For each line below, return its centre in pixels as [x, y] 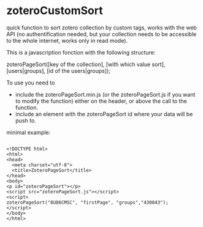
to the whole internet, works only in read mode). [67, 40]
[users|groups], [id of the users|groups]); [58, 70]
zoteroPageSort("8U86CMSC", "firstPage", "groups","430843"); [87, 203]
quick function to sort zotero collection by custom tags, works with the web [102, 28]
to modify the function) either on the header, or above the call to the [101, 101]
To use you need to [31, 83]
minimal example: [29, 132]
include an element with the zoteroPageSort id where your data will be [104, 114]
